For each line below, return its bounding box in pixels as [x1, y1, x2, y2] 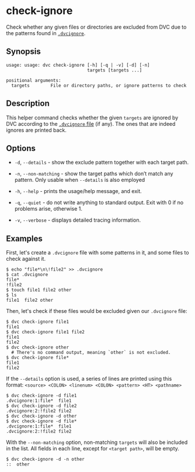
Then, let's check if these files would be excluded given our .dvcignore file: [6, 308, 187, 315]
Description [6, 98, 50, 109]
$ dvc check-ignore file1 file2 [6, 329, 85, 335]
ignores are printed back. [6, 126, 67, 133]
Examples [6, 233, 43, 243]
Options [6, 143, 36, 153]
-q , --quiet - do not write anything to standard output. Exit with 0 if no [14, 199, 184, 206]
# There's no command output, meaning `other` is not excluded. [11, 350, 171, 356]
